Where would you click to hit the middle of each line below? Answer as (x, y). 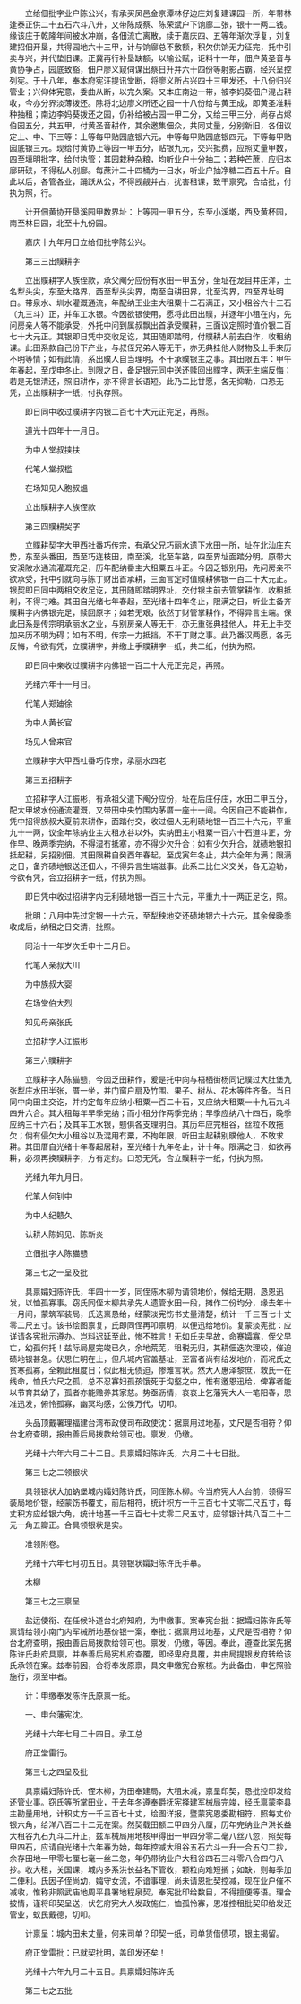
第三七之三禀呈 (52, 1601)
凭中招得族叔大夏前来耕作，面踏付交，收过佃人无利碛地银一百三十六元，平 (146, 821)
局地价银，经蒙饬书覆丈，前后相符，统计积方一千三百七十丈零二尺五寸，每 (154, 1503)
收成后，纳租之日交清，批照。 (64, 927)
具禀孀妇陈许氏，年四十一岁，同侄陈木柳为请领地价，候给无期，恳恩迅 (154, 1292)
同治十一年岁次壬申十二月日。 (80, 946)
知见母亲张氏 (48, 1022)
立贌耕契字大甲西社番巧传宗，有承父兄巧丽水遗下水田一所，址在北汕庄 (154, 545)
